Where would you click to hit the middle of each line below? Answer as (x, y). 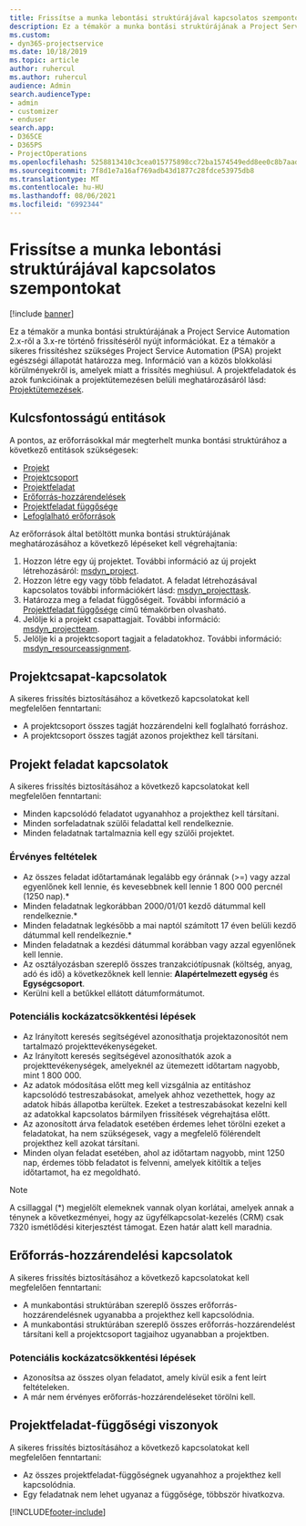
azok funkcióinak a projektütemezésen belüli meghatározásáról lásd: (138, 379)
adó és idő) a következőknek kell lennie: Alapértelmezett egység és (151, 973)
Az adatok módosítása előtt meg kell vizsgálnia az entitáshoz (137, 1085)
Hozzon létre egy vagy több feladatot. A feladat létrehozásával (140, 580)
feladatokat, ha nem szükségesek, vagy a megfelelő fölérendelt (142, 1133)
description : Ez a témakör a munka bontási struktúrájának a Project (144, 26)
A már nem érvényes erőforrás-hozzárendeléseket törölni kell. (139, 1396)
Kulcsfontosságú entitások (88, 418)
